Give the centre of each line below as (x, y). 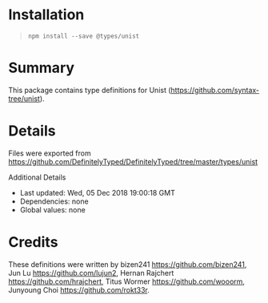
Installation (46, 15)
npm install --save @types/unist (84, 36)
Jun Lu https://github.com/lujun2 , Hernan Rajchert (91, 273)
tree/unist (24, 99)
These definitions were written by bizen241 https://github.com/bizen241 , (128, 264)
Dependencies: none (54, 201)
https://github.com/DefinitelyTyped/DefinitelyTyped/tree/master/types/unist (133, 161)
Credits (33, 242)
